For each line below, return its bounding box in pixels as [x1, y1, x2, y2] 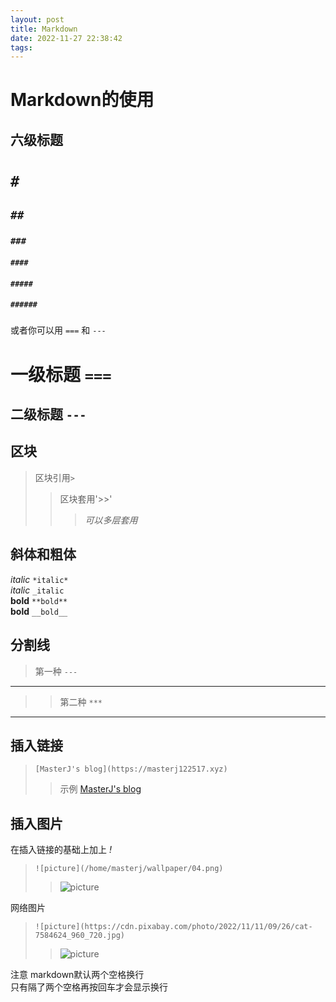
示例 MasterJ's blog [59, 783, 142, 795]
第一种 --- [34, 665, 78, 677]
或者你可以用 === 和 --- [10, 324, 107, 336]
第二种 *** [59, 696, 103, 708]
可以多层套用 [84, 514, 138, 526]
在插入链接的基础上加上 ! [10, 844, 112, 856]
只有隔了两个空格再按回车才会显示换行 [10, 981, 168, 993]
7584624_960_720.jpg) [34, 931, 125, 941]
